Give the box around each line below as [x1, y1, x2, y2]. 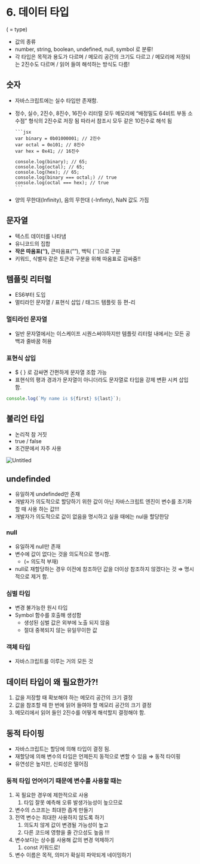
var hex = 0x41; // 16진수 [14, 148, 80, 154]
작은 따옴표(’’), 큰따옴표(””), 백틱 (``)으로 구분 [14, 247, 121, 255]
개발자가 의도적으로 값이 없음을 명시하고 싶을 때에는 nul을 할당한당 [14, 513, 169, 520]
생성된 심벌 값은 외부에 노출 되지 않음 [23, 619, 110, 627]
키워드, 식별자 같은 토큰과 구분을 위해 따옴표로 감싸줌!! [14, 255, 141, 262]
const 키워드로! [23, 844, 60, 851]
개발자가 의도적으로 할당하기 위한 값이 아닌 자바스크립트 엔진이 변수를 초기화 [14, 498, 192, 505]
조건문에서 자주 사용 [14, 444, 61, 451]
